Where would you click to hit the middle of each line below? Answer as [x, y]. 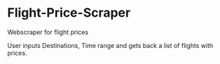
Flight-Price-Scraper [69, 13]
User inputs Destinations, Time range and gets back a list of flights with [110, 45]
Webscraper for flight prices [48, 32]
